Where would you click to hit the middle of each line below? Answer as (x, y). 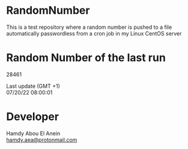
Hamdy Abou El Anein (33, 133)
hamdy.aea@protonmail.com (42, 139)
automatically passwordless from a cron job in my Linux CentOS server (94, 33)
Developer (32, 117)
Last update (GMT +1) (33, 86)
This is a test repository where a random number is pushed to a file (89, 27)
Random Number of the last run (86, 58)
